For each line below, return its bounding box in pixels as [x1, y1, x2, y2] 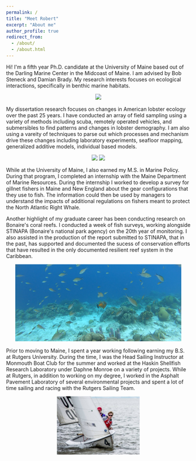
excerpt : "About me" [6, 22, 57, 28]
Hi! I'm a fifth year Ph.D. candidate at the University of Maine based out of [6, 63, 184, 70]
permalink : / [6, 9, 38, 15]
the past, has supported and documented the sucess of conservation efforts [6, 240, 190, 247]
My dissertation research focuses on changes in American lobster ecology [6, 106, 186, 113]
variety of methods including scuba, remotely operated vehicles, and [6, 118, 172, 125]
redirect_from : [6, 34, 43, 40]
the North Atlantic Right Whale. [6, 204, 81, 211]
